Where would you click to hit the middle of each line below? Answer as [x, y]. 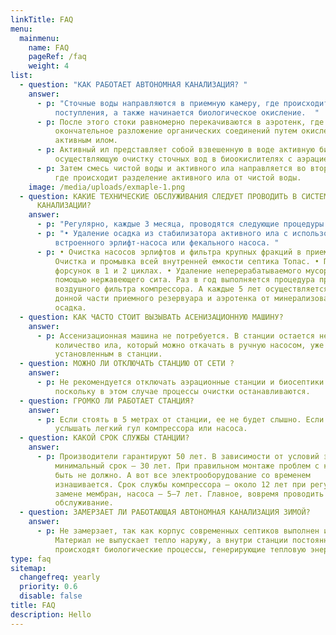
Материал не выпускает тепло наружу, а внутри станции [171, 540]
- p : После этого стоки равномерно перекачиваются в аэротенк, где [180, 122]
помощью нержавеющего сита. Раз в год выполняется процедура [184, 280]
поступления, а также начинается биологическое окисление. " [187, 112]
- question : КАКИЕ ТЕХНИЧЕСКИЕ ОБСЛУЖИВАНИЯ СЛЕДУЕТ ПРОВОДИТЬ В [158, 196]
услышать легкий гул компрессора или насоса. [151, 429]
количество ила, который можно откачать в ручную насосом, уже [189, 345]
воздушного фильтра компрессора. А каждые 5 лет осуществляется [191, 289]
